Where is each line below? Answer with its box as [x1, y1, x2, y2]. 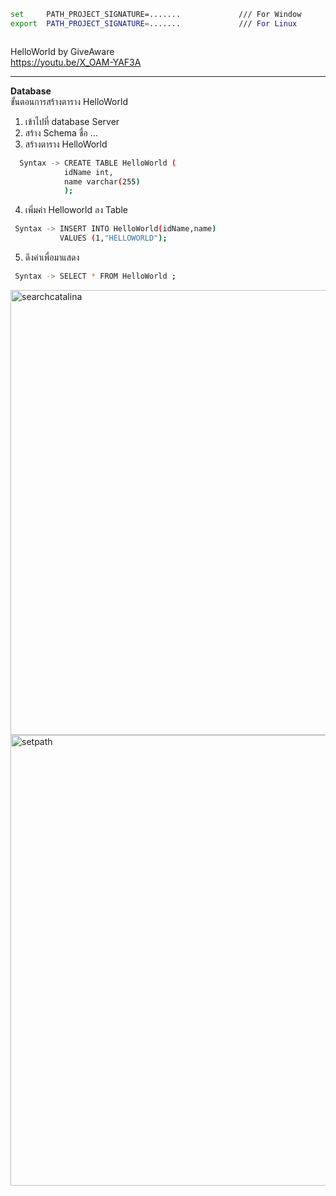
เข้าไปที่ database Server [24, 115, 120, 127]
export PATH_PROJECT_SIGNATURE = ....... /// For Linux [10, 18, 298, 29]
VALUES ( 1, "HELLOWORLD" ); [59, 233, 168, 244]
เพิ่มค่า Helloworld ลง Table [24, 204, 128, 216]
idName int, [63, 167, 114, 177]
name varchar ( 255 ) [63, 176, 141, 187]
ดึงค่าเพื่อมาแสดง [24, 251, 80, 263]
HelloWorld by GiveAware [10, 45, 115, 57]
